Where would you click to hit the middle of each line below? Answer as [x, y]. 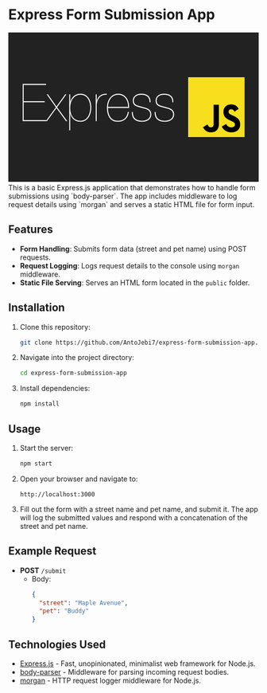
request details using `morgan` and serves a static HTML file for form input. [132, 204]
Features [31, 230]
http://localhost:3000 [57, 494]
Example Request [52, 551]
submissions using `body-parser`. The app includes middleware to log [123, 196]
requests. [35, 257]
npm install [39, 404]
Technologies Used [57, 644]
